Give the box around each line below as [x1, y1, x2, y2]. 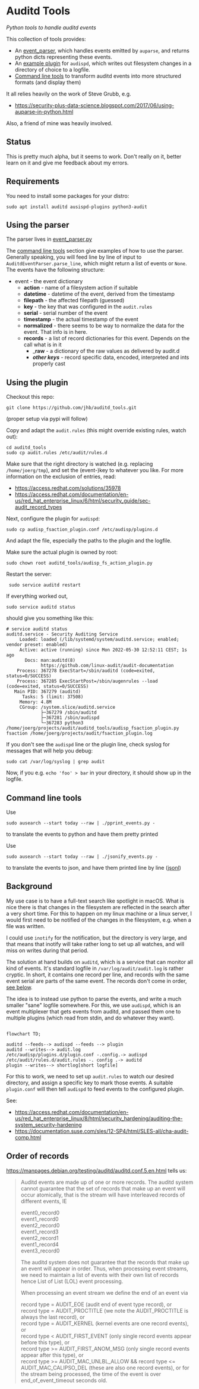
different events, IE [20, 1197, 67, 1205]
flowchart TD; [6, 1031, 42, 1037]
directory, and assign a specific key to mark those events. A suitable [6, 1079, 173, 1086]
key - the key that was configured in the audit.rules [23, 303, 153, 311]
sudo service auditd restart [8, 582, 81, 588]
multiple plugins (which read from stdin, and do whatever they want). [6, 1014, 175, 1021]
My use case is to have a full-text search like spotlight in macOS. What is [6, 897, 184, 904]
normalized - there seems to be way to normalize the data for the [23, 322, 184, 329]
